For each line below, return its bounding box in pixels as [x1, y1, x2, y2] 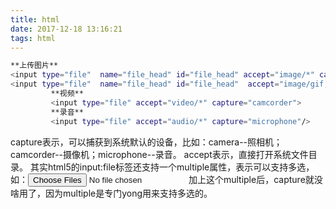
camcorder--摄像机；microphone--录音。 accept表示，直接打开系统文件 [10, 148, 309, 160]
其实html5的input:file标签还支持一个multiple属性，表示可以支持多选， [29, 161, 315, 173]
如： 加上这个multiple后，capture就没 [10, 173, 323, 185]
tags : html [10, 33, 56, 43]
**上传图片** [10, 61, 59, 71]
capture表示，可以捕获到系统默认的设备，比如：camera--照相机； [10, 136, 283, 148]
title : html [10, 14, 60, 25]
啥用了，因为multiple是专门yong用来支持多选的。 [10, 187, 213, 199]
